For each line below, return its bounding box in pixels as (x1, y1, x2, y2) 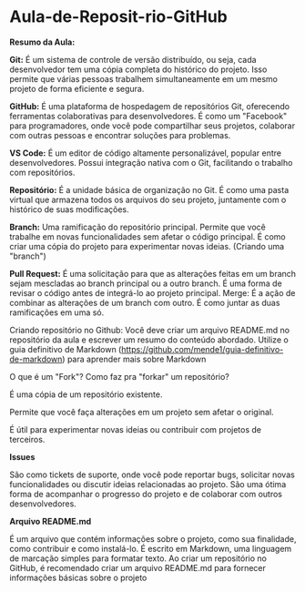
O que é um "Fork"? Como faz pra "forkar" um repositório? (9, 371, 230, 382)
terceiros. (9, 434, 46, 444)
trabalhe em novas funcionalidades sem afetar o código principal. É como (9, 230, 286, 242)
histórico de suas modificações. (9, 203, 129, 215)
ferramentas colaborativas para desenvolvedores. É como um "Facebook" (9, 110, 288, 121)
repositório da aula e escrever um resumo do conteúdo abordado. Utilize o (9, 334, 289, 345)
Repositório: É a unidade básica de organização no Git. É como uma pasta (9, 184, 290, 195)
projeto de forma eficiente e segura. (9, 83, 145, 94)
